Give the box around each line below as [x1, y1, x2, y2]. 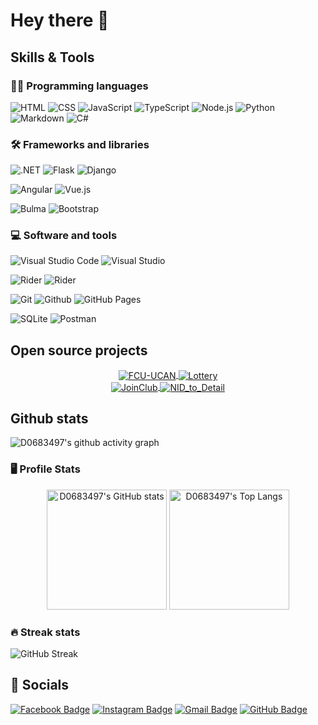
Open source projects [10, 342, 148, 359]
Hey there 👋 [10, 9, 110, 32]
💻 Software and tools [10, 229, 118, 243]
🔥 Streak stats [10, 625, 81, 639]
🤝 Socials [10, 677, 70, 694]
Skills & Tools [10, 49, 95, 66]
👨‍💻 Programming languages [10, 79, 149, 93]
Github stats [10, 410, 89, 428]
